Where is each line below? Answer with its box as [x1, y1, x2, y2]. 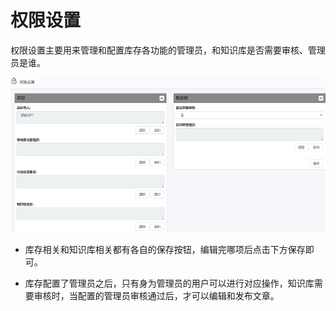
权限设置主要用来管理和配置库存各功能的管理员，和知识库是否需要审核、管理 [10, 44, 326, 56]
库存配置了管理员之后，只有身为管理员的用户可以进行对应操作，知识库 [24, 277, 315, 289]
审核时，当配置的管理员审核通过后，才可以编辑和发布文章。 [33, 289, 280, 301]
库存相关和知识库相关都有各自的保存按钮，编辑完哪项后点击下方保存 [24, 243, 306, 255]
